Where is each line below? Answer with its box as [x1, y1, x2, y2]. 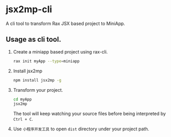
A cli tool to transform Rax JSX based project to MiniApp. [6, 20, 125, 26]
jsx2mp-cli [6, 4, 52, 15]
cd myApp [13, 97, 32, 102]
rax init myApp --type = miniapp [13, 59, 80, 64]
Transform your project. [13, 87, 63, 93]
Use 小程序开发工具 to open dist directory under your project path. [13, 126, 150, 132]
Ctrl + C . [13, 116, 34, 122]
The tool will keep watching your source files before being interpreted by [13, 111, 166, 117]
